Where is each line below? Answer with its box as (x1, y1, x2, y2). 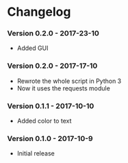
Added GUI (16, 44, 49, 52)
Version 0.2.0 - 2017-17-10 (7, 61, 98, 71)
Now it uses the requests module (16, 84, 111, 92)
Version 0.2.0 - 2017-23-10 (7, 29, 99, 38)
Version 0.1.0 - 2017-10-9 (7, 134, 94, 143)
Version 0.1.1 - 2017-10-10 (7, 101, 94, 110)
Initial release (16, 149, 55, 158)
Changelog (7, 4, 71, 20)
